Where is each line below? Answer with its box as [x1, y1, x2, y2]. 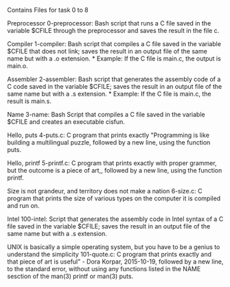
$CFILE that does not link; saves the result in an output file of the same [7, 47, 207, 55]
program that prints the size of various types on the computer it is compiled [7, 194, 221, 202]
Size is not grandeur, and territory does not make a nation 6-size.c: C [7, 187, 203, 195]
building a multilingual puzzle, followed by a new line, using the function [7, 138, 211, 147]
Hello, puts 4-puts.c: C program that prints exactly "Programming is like [7, 131, 209, 139]
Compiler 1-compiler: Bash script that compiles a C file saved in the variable [7, 40, 222, 47]
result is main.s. [7, 97, 51, 105]
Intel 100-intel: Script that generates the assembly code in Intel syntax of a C [7, 215, 224, 223]
